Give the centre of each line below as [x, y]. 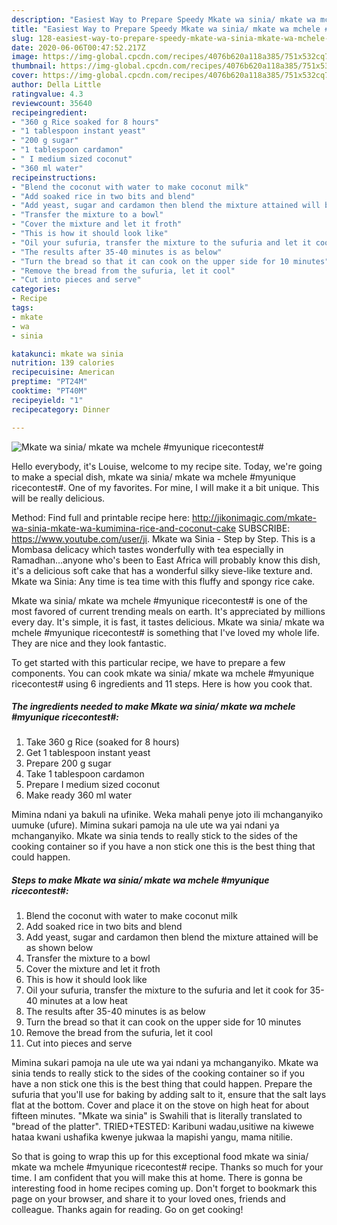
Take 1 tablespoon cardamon [85, 774]
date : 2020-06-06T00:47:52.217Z [78, 47]
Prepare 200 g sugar [68, 763]
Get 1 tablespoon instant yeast [88, 753]
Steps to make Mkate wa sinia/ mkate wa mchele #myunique [140, 880]
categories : [36, 289]
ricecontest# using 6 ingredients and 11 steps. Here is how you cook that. [162, 683]
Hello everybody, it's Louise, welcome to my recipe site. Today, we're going [167, 466]
